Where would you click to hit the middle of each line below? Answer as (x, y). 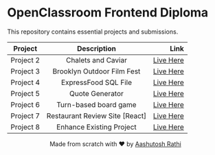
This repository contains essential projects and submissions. (93, 32)
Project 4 (25, 82)
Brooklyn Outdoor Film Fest (97, 71)
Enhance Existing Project (97, 127)
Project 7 (25, 116)
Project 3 (25, 71)
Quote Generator (97, 93)
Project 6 (25, 104)
